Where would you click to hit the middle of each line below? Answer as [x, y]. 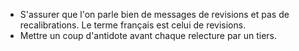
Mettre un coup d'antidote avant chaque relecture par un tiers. [148, 35]
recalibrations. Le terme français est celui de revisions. [133, 25]
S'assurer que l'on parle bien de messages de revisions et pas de [154, 14]
